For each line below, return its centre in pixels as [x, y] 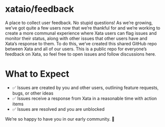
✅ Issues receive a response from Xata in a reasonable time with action [84, 98]
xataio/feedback [40, 9]
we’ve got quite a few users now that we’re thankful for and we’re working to [83, 28]
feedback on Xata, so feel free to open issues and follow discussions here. [81, 54]
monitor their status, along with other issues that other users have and [76, 38]
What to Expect [37, 74]
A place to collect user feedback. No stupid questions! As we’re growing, [79, 23]
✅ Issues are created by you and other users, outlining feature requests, [85, 88]
